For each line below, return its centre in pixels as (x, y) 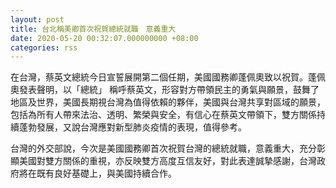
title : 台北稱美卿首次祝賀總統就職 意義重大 (93, 29)
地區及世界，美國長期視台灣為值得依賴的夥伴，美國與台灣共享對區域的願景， (168, 102)
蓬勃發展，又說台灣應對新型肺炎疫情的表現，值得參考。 (132, 127)
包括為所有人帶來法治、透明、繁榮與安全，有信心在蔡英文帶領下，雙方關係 (163, 115)
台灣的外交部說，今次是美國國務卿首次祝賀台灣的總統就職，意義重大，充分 (163, 148)
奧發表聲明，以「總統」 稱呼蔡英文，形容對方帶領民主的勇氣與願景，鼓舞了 (165, 90)
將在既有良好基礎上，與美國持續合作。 (97, 173)
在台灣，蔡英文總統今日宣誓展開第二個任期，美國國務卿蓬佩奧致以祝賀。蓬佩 (168, 77)
